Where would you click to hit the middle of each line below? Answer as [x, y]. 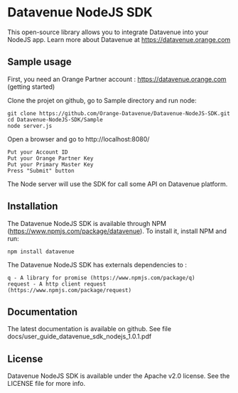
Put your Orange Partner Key [50, 158]
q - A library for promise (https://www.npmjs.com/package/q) [101, 278]
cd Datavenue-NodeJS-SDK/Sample [55, 119]
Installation [33, 206]
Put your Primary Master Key [50, 164]
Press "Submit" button [41, 171]
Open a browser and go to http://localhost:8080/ [79, 139]
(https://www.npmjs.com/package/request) [70, 290]
